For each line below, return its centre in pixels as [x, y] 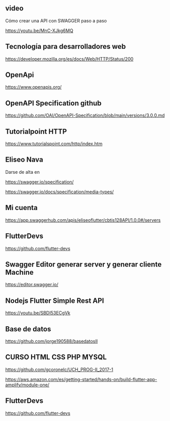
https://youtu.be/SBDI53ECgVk [38, 313]
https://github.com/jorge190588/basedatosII [52, 341]
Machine [20, 272]
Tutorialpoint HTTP [36, 131]
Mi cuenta [22, 208]
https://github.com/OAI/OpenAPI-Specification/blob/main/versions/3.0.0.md [85, 115]
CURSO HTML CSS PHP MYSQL [56, 357]
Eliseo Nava [24, 160]
